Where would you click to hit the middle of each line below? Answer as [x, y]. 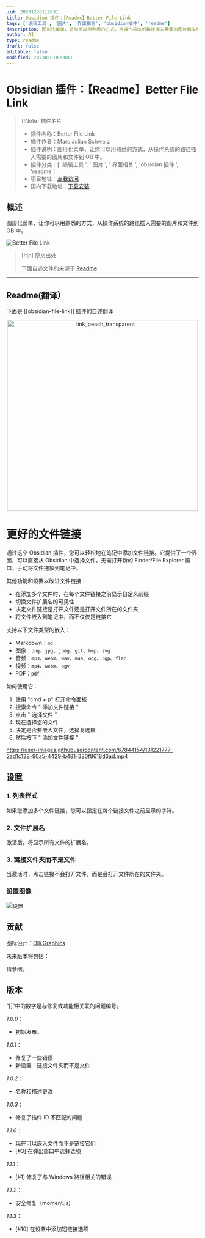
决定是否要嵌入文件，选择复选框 [55, 730]
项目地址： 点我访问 [55, 179]
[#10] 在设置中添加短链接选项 [52, 1229]
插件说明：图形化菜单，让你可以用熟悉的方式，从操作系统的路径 [110, 149]
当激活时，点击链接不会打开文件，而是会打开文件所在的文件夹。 [86, 874]
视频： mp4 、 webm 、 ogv [42, 666]
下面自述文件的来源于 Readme [59, 268]
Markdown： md [34, 643]
